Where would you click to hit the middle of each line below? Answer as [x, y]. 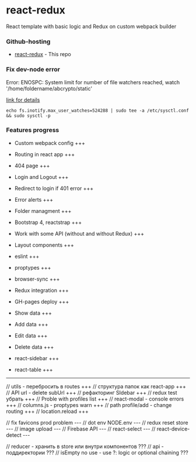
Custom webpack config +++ [50, 143]
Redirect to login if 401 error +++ [54, 188]
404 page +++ [32, 166]
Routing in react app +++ [45, 154]
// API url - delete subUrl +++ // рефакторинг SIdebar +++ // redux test [92, 392]
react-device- [173, 429]
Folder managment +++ [43, 211]
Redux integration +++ [41, 290]
